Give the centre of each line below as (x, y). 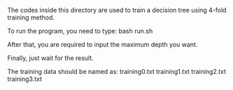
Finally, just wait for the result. (51, 58)
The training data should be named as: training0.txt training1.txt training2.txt (116, 72)
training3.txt (25, 79)
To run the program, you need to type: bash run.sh (80, 31)
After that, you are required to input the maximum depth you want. (103, 44)
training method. (31, 17)
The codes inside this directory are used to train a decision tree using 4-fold (117, 10)
